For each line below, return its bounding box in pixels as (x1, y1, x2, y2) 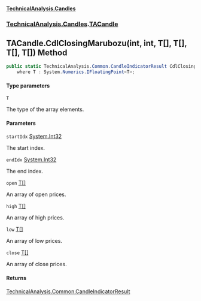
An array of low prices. (6, 237, 63, 245)
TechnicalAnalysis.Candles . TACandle (6, 20, 118, 28)
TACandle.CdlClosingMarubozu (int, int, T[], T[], (6, 38, 187, 48)
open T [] (6, 179, 26, 186)
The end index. (6, 168, 44, 175)
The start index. (6, 145, 45, 152)
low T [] (6, 225, 23, 233)
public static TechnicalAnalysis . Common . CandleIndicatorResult (6, 64, 167, 70)
